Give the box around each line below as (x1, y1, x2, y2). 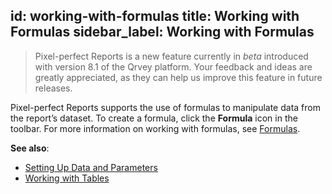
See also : (10, 142, 50, 154)
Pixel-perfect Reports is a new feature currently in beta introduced (34, 50, 309, 62)
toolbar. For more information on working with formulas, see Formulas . (10, 122, 301, 134)
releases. (34, 82, 73, 94)
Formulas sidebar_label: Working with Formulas (10, 24, 315, 41)
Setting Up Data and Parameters (24, 161, 158, 173)
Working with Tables (24, 172, 110, 184)
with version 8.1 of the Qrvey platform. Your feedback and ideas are (34, 60, 313, 73)
